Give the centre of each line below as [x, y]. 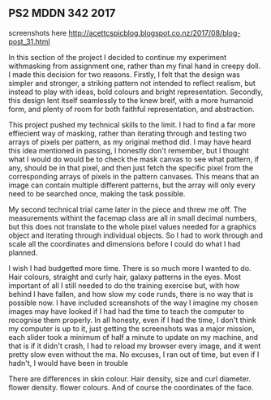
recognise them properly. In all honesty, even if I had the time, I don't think [133, 320]
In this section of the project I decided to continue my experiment [118, 57]
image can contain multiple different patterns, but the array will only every [132, 185]
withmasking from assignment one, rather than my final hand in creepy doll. [135, 66]
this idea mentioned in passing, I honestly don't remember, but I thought [129, 150]
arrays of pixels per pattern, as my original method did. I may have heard [130, 142]
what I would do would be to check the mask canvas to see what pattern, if [134, 159]
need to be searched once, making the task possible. [97, 193]
